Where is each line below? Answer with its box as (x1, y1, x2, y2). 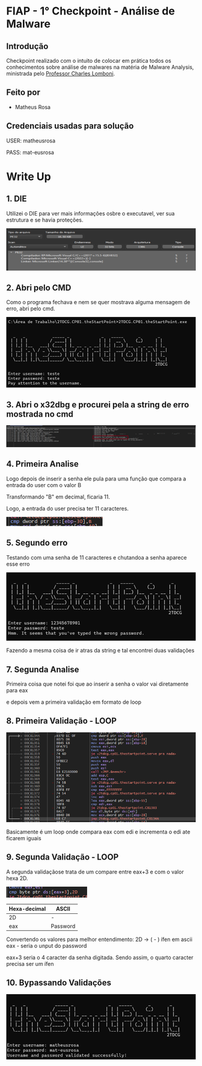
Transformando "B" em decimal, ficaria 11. (6, 493, 110, 500)
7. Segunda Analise (6, 664, 79, 674)
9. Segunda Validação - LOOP (6, 852, 119, 863)
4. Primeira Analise (6, 459, 79, 469)
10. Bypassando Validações (6, 978, 111, 988)
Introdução (6, 41, 49, 51)
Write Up (6, 170, 51, 184)
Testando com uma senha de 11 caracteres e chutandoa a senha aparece (6, 554, 188, 561)
